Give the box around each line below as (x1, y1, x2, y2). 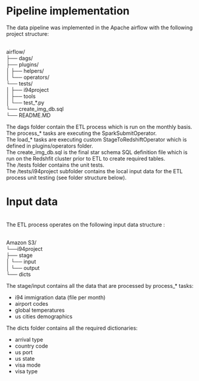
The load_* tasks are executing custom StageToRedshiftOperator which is (6, 136, 187, 143)
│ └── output (6, 264, 40, 271)
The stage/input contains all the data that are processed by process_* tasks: (6, 282, 194, 289)
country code (14, 342, 48, 349)
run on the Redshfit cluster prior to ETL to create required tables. (6, 155, 166, 162)
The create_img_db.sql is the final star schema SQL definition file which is (6, 148, 188, 156)
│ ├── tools (6, 93, 36, 100)
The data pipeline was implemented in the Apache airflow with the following (6, 24, 193, 31)
